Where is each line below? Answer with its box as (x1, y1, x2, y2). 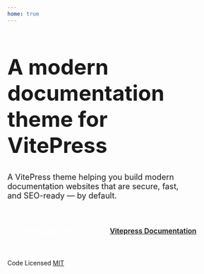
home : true (7, 10, 40, 18)
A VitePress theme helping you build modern (7, 171, 174, 182)
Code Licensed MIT (7, 258, 65, 267)
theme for (7, 105, 108, 132)
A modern (7, 53, 109, 80)
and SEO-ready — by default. (7, 190, 118, 200)
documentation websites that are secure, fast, (7, 181, 179, 191)
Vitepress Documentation (109, 226, 197, 236)
